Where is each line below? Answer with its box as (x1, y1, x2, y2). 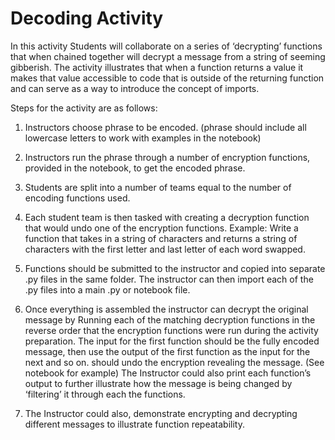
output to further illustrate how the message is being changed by (24, 377, 293, 389)
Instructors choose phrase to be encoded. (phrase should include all (24, 121, 307, 133)
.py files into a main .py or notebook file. (24, 283, 191, 296)
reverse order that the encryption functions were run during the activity (24, 324, 319, 336)
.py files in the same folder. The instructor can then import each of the (24, 273, 314, 285)
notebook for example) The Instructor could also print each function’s (24, 367, 312, 379)
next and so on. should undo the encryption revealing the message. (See (24, 356, 325, 368)
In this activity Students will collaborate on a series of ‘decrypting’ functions (10, 40, 323, 52)
